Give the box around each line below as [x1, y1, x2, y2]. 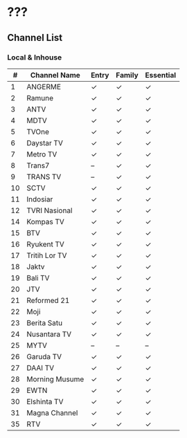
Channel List [7, 32, 63, 44]
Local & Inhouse [7, 53, 62, 62]
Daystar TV [26, 138, 64, 147]
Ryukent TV [26, 239, 64, 249]
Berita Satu [26, 318, 63, 327]
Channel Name [30, 70, 81, 80]
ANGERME [26, 82, 61, 91]
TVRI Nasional [26, 206, 73, 215]
